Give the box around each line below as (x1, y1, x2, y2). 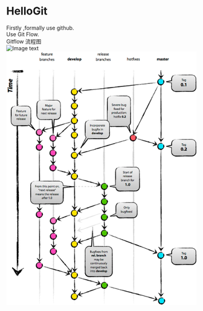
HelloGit (6, 4, 48, 18)
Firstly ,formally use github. (6, 24, 74, 31)
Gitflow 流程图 (6, 37, 42, 45)
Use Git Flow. (6, 30, 39, 37)
